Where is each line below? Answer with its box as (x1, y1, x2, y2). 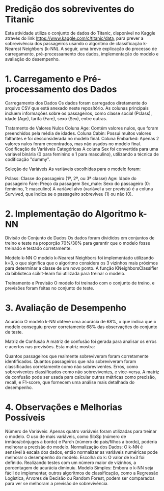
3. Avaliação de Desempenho (5, 303, 127, 313)
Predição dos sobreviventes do (5, 3, 135, 15)
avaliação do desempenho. (5, 56, 60, 62)
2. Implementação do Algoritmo (5, 208, 137, 219)
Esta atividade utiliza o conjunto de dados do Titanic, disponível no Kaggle (5, 30, 156, 36)
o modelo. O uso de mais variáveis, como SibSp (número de (5, 433, 126, 439)
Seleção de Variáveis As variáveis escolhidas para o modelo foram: (5, 166, 141, 172)
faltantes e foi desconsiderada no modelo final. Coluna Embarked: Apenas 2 (5, 135, 159, 141)
